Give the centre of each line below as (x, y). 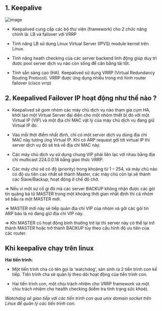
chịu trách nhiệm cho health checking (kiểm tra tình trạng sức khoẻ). (80, 289)
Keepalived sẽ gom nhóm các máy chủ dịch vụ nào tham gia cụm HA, (81, 110)
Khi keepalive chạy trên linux (50, 248)
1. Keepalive (23, 8)
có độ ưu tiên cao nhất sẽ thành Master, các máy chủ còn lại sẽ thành (81, 174)
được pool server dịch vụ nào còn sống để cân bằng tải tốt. (71, 63)
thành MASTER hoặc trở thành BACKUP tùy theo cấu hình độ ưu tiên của (77, 228)
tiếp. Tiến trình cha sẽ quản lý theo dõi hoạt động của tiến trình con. (80, 274)
